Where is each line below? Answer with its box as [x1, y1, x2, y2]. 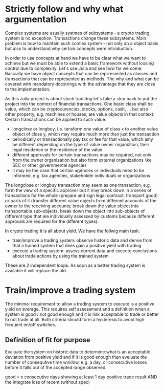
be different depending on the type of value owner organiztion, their [12, 141, 150, 147]
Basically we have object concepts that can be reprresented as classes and [5, 70, 158, 76]
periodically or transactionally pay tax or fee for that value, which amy [12, 136, 153, 142]
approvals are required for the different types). [5, 218, 99, 224]
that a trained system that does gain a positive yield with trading [12, 242, 141, 248]
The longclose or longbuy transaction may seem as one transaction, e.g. [5, 182, 151, 188]
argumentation [5, 14, 67, 25]
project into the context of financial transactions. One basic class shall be [5, 101, 153, 107]
